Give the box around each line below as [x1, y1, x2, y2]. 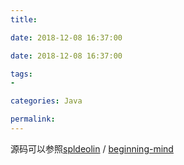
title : [10, 14, 38, 25]
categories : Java [10, 96, 83, 106]
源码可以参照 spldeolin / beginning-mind [10, 142, 174, 155]
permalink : [10, 114, 56, 125]
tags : [10, 69, 33, 79]
